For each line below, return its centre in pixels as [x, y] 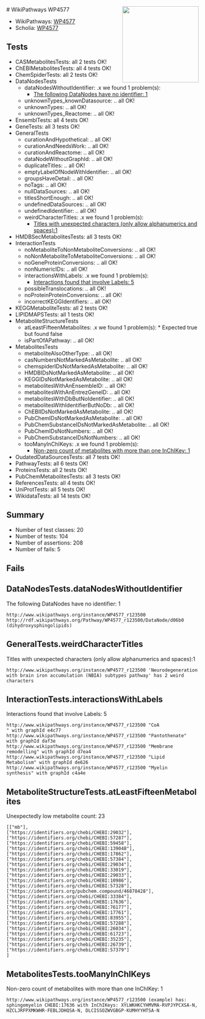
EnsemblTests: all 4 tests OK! [52, 120]
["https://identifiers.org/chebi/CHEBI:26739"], [69, 945]
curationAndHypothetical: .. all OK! [68, 139]
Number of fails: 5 [38, 549]
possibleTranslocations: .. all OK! [65, 288]
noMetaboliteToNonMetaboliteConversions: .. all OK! [90, 249]
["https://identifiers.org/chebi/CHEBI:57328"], [69, 886]
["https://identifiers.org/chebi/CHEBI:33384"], [69, 897]
